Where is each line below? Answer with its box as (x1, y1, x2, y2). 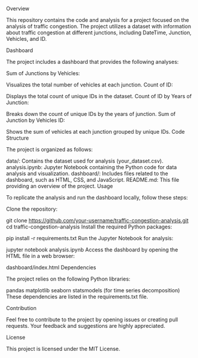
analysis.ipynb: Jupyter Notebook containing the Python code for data (6, 164, 177, 170)
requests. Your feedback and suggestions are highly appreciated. (6, 322, 165, 329)
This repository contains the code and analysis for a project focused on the (6, 17, 189, 23)
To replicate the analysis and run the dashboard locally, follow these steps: (6, 194, 188, 201)
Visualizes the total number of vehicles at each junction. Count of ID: (6, 81, 173, 88)
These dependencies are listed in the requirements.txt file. (6, 293, 148, 300)
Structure (6, 134, 30, 141)
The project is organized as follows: (6, 146, 93, 153)
